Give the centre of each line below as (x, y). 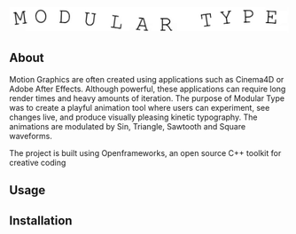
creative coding (38, 162)
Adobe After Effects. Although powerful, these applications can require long (148, 89)
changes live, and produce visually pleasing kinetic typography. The (133, 117)
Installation (41, 220)
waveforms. (31, 136)
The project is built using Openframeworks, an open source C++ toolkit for (145, 152)
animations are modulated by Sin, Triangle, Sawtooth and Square (128, 126)
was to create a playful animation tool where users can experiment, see (140, 107)
